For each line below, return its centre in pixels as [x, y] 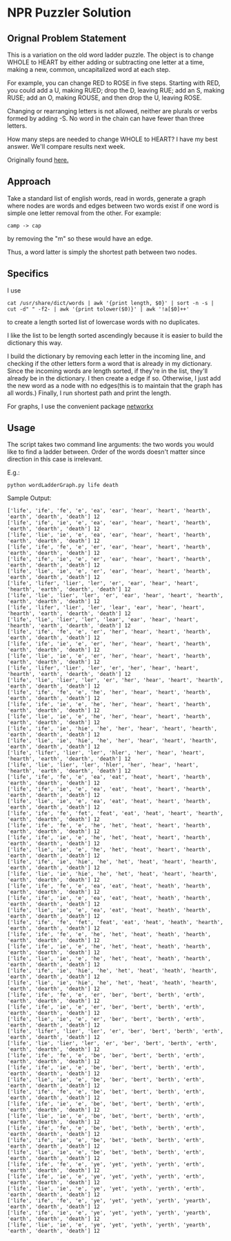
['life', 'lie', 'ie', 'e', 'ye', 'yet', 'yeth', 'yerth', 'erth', [106, 1189]
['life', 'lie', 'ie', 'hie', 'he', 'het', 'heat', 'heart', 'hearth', [112, 874]
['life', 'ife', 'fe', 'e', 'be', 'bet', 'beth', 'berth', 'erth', [106, 1128]
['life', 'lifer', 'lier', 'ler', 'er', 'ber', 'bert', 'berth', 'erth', [115, 1031]
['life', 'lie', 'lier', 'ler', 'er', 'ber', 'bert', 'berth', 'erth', [112, 1044]
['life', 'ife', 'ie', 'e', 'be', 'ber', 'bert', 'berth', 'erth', [106, 1068]
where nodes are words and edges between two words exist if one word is [113, 205]
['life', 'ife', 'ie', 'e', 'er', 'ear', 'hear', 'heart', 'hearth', [109, 559]
